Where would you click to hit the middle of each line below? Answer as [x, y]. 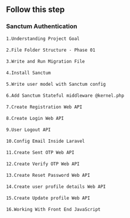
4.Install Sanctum [28, 73]
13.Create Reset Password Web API [48, 175]
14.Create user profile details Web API [56, 187]
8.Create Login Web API [35, 118]
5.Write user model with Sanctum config [56, 84]
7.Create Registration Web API [44, 107]
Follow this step [35, 10]
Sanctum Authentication [42, 26]
